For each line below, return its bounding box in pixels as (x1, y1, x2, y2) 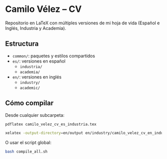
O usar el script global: (5, 140, 52, 146)
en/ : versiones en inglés (12, 74, 62, 80)
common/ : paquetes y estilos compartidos (12, 53, 95, 59)
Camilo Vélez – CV (5, 3, 82, 15)
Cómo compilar (5, 99, 54, 107)
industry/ (19, 80, 41, 85)
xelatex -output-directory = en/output (5, 131, 83, 136)
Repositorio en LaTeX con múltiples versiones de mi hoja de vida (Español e (5, 20, 160, 26)
